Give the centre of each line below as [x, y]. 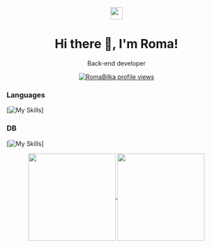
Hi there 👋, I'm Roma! [116, 44]
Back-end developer [116, 63]
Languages [26, 95]
